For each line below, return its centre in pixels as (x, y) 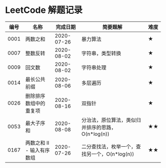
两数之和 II (37, 143)
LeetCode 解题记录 (44, 10)
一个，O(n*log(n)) (113, 154)
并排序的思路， (99, 127)
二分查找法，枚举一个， (109, 146)
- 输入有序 (38, 150)
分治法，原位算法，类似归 (111, 120)
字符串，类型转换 (101, 53)
